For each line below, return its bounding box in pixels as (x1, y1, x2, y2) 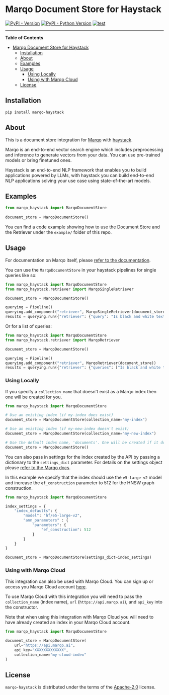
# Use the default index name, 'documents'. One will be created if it (5, 440, 158, 445)
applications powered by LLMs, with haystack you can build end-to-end (5, 172, 154, 178)
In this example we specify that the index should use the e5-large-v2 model (5, 474, 162, 480)
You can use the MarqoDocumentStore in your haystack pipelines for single (5, 267, 156, 273)
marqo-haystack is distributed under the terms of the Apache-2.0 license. (5, 684, 156, 690)
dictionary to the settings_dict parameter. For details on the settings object (5, 459, 162, 465)
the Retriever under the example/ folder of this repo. (5, 229, 112, 235)
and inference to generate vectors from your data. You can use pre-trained (5, 152, 160, 158)
